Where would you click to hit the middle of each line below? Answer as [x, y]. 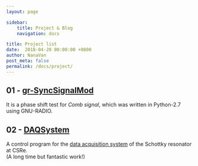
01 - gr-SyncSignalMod [50, 91]
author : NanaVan [26, 55]
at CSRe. [17, 151]
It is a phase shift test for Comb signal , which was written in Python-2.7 [94, 105]
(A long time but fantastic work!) [45, 157]
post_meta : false [28, 61]
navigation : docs [38, 33]
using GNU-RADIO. [29, 111]
